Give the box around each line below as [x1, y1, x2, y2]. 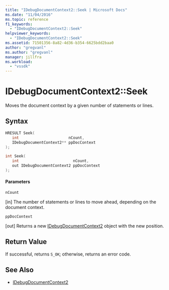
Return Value [5, 237, 47, 246]
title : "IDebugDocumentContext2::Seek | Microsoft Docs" [5, 7, 128, 13]
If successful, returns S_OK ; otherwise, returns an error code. [5, 251, 131, 257]
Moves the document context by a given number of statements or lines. [5, 102, 154, 109]
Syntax [5, 117, 28, 126]
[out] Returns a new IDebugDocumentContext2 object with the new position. [5, 223, 164, 229]
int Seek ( [5, 154, 26, 159]
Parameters [5, 179, 30, 185]
